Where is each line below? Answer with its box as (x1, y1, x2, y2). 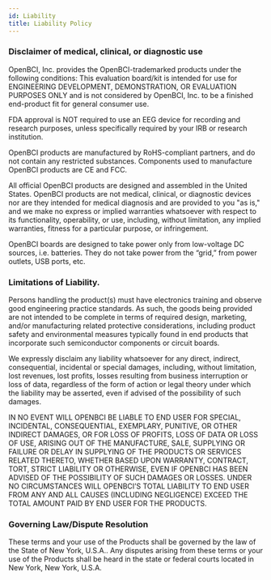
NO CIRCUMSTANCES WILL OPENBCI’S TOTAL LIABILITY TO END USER (8, 481, 249, 491)
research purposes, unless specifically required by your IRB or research (8, 123, 248, 133)
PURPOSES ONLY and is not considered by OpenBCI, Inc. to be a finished (8, 90, 253, 100)
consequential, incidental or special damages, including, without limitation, (8, 362, 257, 373)
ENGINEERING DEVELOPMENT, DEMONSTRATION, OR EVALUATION (8, 82, 237, 92)
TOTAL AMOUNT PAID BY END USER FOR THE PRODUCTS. (8, 499, 208, 509)
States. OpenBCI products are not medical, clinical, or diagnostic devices (8, 189, 252, 198)
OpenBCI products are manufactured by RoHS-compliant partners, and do (8, 147, 256, 157)
